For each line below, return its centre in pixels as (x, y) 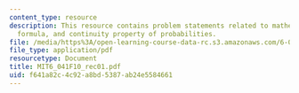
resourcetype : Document (53, 58)
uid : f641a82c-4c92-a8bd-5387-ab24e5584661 (91, 75)
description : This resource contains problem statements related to (139, 26)
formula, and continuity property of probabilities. (117, 34)
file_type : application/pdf (61, 50)
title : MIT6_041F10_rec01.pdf (65, 67)
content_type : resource (53, 17)
